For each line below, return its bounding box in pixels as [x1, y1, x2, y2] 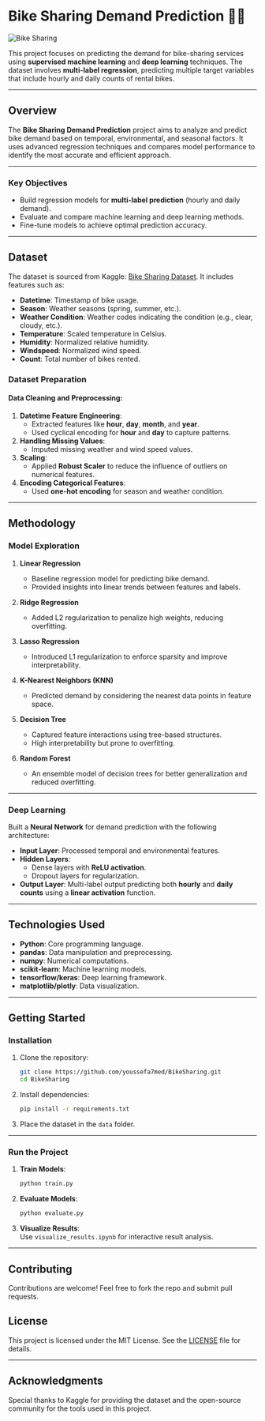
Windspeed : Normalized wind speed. [19, 345, 142, 355]
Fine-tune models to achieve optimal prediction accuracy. [19, 220, 207, 230]
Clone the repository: [19, 1053, 89, 1062]
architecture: [8, 830, 50, 840]
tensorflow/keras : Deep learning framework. [19, 972, 167, 982]
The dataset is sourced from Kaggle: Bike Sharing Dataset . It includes [8, 272, 234, 281]
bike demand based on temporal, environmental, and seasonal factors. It [8, 133, 244, 143]
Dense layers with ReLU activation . [31, 863, 147, 872]
